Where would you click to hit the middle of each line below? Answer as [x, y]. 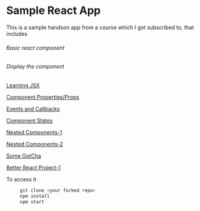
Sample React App [53, 11]
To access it [21, 179]
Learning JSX [23, 85]
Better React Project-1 [34, 167]
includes [17, 33]
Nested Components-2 [35, 144]
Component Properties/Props [43, 97]
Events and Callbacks [33, 109]
